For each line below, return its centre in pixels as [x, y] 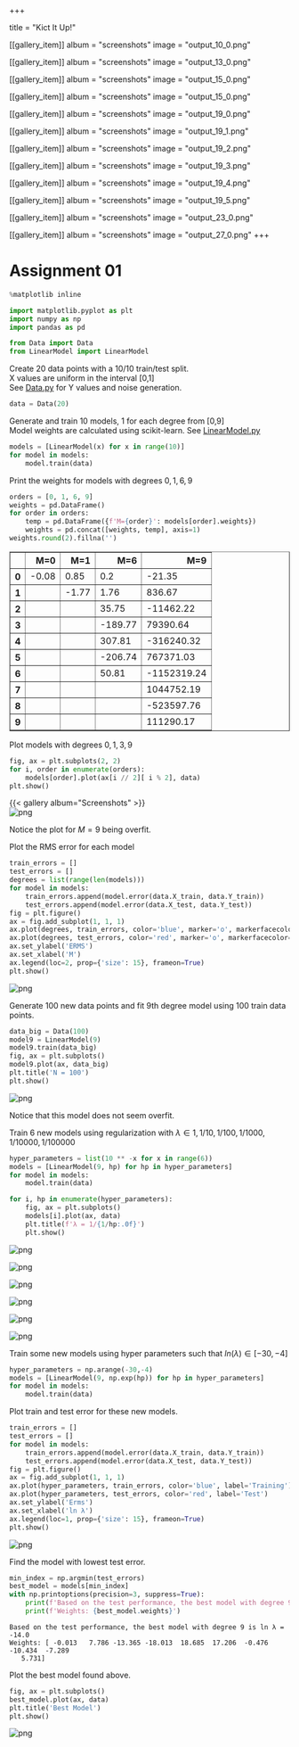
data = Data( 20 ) [39, 404]
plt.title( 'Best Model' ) [55, 1708]
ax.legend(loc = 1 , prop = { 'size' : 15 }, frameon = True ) [107, 1519]
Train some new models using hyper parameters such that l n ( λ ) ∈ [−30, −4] [149, 1353]
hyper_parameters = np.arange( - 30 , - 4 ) [81, 1370]
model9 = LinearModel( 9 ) [55, 1040]
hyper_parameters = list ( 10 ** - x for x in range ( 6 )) [111, 1158]
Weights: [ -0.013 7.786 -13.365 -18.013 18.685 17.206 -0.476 [139, 1643]
